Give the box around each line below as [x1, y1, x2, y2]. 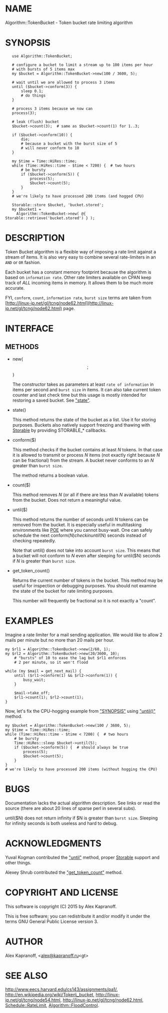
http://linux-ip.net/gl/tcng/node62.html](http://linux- [6, 300, 114, 306]
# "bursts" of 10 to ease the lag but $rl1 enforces [14, 655, 126, 660]
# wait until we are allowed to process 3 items [11, 80, 115, 85]
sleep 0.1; [20, 89, 43, 94]
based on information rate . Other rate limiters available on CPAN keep [5, 274, 151, 280]
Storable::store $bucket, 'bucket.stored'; [11, 202, 104, 208]
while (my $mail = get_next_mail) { [5, 668, 81, 673]
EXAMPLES [5, 615, 53, 626]
